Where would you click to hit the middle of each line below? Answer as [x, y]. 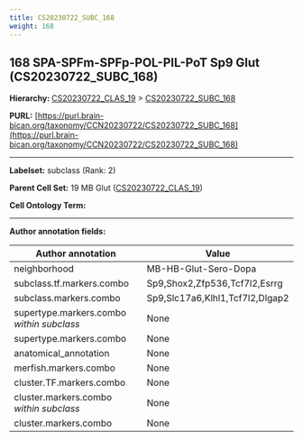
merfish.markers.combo [64, 368]
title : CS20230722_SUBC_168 [62, 18]
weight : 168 [32, 26]
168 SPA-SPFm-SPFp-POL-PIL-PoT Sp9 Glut [134, 63]
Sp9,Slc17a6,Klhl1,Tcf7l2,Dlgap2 [218, 299]
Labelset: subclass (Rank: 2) [63, 170]
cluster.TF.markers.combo [70, 382]
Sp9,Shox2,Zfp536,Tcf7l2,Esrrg [215, 283]
